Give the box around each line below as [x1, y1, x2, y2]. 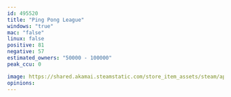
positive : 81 [7, 42, 45, 48]
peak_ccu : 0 [7, 61, 41, 68]
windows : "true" [7, 23, 54, 29]
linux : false [7, 36, 45, 42]
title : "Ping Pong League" [7, 16, 85, 23]
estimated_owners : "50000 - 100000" [7, 55, 112, 61]
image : [7, 73, 26, 80]
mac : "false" [7, 29, 45, 36]
